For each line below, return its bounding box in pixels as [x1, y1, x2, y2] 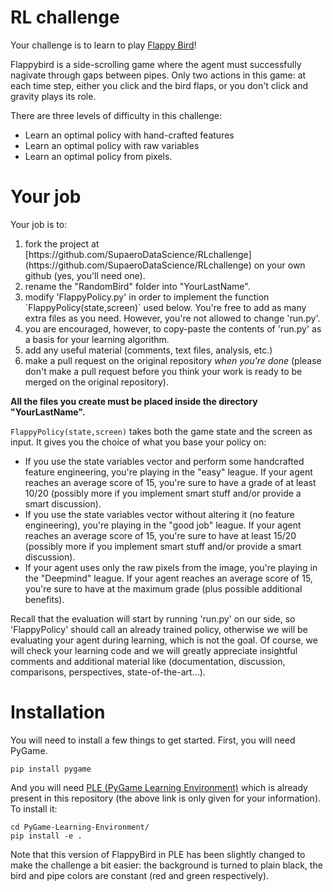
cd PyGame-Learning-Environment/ [10, 822, 150, 832]
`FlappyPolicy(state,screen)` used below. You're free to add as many [24, 301, 307, 313]
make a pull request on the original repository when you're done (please [24, 354, 322, 366]
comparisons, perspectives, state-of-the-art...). [10, 666, 206, 678]
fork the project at [24, 237, 100, 250]
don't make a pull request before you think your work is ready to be [24, 365, 303, 377]
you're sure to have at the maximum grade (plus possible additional [24, 582, 303, 595]
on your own [253, 259, 306, 271]
